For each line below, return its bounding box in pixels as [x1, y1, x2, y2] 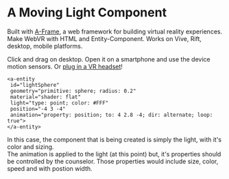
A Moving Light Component [7, 5, 167, 20]
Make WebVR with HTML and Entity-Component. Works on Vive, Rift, [7, 34, 202, 42]
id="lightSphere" [10, 81, 60, 88]
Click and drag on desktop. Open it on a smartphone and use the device [7, 55, 210, 63]
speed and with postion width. [7, 164, 93, 172]
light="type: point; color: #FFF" [10, 99, 109, 107]
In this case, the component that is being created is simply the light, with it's [7, 135, 222, 143]
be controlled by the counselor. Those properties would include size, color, [7, 157, 219, 165]
